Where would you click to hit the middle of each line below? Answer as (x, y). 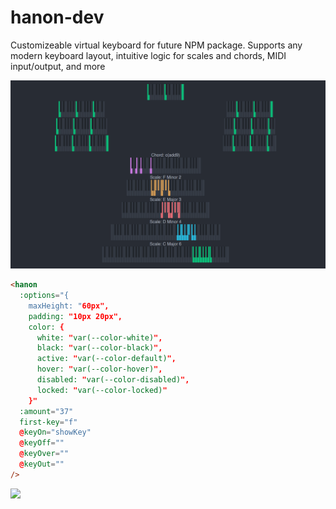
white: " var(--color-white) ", (99, 337)
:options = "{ (44, 296)
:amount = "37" (46, 411)
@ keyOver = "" (44, 454)
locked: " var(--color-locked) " (102, 390)
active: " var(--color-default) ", (106, 359)
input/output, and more (58, 66)
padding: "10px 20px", (75, 316)
